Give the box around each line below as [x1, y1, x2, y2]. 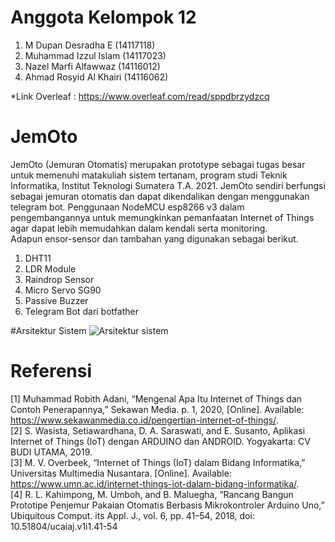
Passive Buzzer [24, 294, 89, 306]
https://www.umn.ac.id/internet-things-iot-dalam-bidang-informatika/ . [10, 477, 300, 490]
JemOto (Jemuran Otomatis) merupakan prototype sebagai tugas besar [10, 158, 306, 170]
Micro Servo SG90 [24, 284, 102, 296]
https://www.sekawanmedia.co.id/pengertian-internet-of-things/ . [10, 414, 279, 426]
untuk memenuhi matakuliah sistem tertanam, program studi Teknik [10, 169, 288, 181]
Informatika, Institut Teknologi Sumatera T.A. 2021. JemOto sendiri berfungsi [10, 179, 326, 191]
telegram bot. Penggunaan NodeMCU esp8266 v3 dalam [10, 201, 245, 213]
